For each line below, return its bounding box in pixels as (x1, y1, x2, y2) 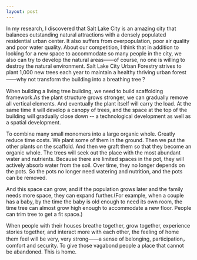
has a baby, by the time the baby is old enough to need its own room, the (6, 198, 183, 205)
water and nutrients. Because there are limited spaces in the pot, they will (6, 155, 184, 162)
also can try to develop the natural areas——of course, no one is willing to (6, 56, 185, 63)
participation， (152, 235, 188, 242)
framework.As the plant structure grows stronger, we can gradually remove (6, 94, 188, 101)
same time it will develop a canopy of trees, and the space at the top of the (6, 106, 188, 113)
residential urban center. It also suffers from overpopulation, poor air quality (6, 37, 190, 44)
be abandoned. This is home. (6, 248, 77, 255)
